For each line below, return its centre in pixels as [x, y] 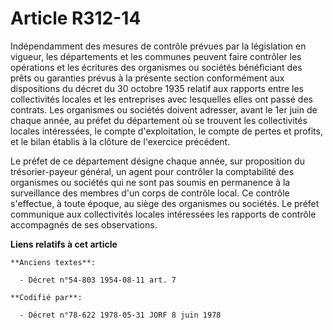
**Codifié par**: [46, 297]
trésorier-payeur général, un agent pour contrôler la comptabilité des [152, 171]
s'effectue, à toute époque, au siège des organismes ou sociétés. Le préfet [165, 203]
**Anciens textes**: [53, 262]
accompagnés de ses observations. [84, 224]
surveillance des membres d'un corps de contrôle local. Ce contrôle [150, 193]
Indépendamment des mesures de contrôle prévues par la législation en [158, 46]
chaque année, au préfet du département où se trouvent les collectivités [159, 120]
